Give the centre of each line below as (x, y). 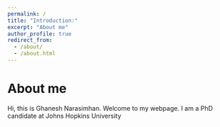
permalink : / (27, 14)
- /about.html (35, 54)
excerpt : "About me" (38, 27)
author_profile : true (40, 34)
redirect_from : (30, 40)
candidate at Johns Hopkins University (64, 116)
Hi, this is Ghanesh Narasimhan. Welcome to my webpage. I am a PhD (110, 108)
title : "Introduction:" (43, 21)
